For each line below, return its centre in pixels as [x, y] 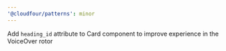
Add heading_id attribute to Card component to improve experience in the [113, 34]
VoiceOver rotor [30, 41]
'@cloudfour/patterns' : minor [51, 14]
